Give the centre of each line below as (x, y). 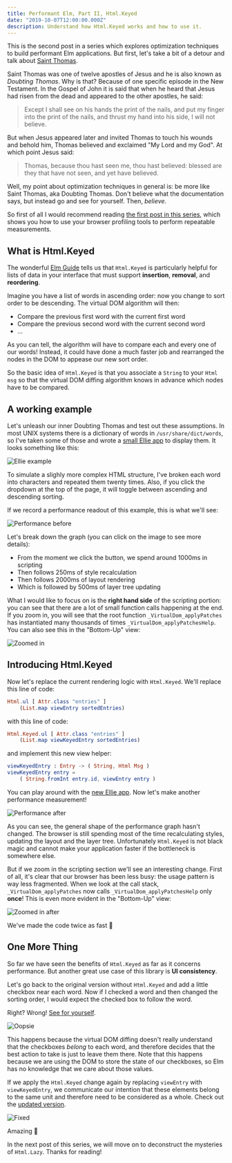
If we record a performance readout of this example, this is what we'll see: (113, 510)
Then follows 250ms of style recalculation (77, 572)
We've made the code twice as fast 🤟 (60, 925)
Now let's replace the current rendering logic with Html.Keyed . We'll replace (114, 681)
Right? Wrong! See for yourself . (52, 1012)
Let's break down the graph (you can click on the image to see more (104, 537)
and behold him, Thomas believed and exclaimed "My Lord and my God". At (115, 145)
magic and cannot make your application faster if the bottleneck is (101, 848)
